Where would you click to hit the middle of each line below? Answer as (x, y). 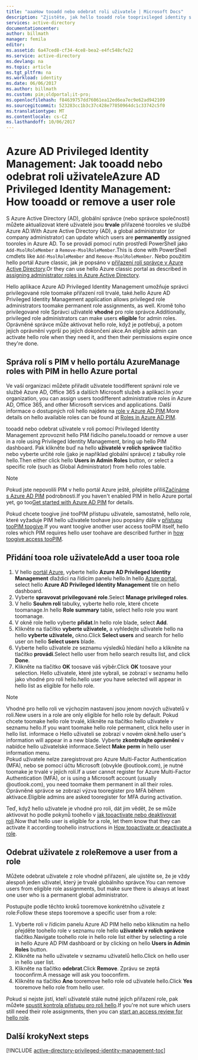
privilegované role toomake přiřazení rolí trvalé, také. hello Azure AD (88, 293)
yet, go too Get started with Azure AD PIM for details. (70, 502)
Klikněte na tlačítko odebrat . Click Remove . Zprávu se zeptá (87, 968)
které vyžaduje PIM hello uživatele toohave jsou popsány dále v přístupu (94, 520)
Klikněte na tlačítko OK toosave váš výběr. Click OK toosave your (93, 666)
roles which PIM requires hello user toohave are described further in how (95, 533)
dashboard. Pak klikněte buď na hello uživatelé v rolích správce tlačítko (94, 447)
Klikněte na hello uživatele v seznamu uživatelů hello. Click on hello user (102, 955)
